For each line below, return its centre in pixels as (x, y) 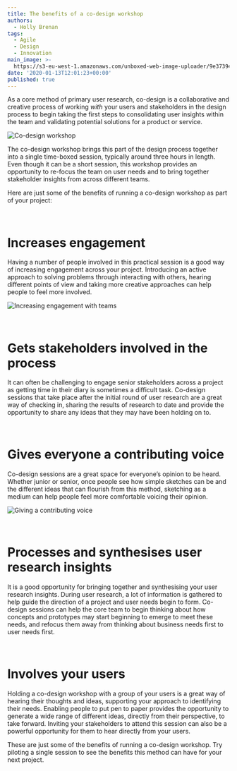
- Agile (25, 40)
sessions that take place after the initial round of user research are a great (115, 397)
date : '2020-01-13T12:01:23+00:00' (60, 73)
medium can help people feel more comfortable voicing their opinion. (108, 497)
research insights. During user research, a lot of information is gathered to (115, 595)
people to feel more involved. (50, 292)
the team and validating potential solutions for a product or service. (105, 122)
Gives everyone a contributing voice (116, 455)
